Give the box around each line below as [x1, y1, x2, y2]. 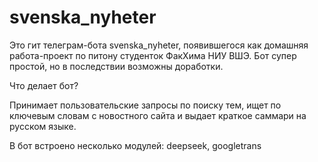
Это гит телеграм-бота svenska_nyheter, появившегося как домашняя [9, 39, 309, 51]
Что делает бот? [9, 79, 79, 91]
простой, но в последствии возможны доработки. [9, 60, 224, 72]
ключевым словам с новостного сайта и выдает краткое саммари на [9, 109, 307, 121]
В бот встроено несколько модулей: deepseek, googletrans [9, 139, 262, 151]
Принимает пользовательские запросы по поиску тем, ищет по [9, 99, 282, 111]
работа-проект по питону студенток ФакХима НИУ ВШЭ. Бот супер [9, 49, 297, 61]
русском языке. [9, 120, 77, 132]
